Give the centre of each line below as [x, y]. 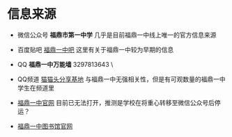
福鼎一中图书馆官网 [45, 126]
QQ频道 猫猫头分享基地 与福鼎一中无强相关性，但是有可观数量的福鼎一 [118, 79]
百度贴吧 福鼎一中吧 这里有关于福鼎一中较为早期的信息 [95, 49]
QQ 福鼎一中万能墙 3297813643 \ [65, 64]
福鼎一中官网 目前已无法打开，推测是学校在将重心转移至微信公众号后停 [119, 102]
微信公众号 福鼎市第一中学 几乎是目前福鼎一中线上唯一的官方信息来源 [117, 35]
